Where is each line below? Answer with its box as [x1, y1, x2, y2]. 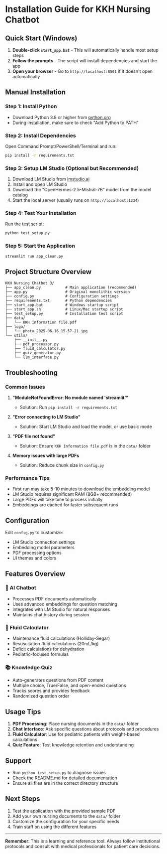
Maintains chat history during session [12, 611, 89, 617]
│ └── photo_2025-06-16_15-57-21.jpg [5, 329, 88, 334]
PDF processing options [12, 550, 62, 556]
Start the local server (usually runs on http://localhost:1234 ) [12, 197, 139, 203]
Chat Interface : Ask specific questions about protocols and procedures [12, 726, 159, 732]
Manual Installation [5, 88, 66, 97]
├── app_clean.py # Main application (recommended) [5, 285, 137, 290]
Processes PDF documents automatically [12, 595, 97, 601]
